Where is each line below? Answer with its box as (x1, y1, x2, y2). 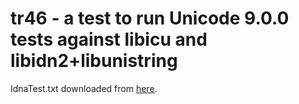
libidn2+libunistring (10, 50, 178, 72)
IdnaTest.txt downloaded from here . (10, 82, 158, 94)
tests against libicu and (10, 28, 208, 51)
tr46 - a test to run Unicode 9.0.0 (10, 7, 290, 30)
